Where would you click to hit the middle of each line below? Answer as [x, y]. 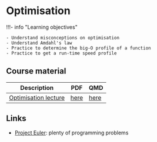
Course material [36, 71]
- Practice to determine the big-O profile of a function [78, 48]
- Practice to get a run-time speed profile [61, 53]
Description [37, 87]
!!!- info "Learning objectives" [42, 27]
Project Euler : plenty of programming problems [71, 133]
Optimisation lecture [37, 97]
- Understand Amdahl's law [39, 43]
